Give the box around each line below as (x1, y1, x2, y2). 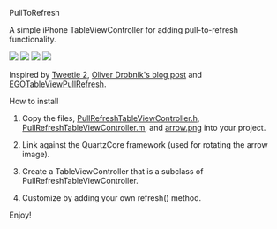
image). (21, 149, 50, 159)
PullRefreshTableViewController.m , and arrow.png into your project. (21, 123, 266, 133)
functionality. (9, 34, 57, 44)
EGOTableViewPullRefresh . (9, 79, 107, 89)
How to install (9, 96, 59, 106)
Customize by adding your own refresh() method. (21, 193, 202, 202)
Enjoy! (9, 210, 33, 220)
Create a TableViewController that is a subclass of (21, 166, 204, 176)
